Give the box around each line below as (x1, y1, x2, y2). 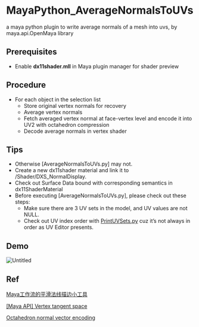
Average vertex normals (23, 108, 83, 116)
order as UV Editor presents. (23, 224, 94, 231)
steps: (14, 198, 30, 205)
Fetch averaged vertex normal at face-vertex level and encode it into (23, 114, 192, 122)
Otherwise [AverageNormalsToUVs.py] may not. (14, 160, 133, 167)
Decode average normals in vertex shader (23, 127, 127, 135)
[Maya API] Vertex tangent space (6, 303, 88, 310)
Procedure (6, 80, 46, 90)
